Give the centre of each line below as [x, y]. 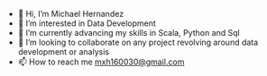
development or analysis [64, 52]
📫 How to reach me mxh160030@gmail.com [101, 62]
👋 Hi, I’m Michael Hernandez [71, 14]
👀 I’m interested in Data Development [87, 23]
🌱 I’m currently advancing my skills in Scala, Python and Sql [129, 33]
